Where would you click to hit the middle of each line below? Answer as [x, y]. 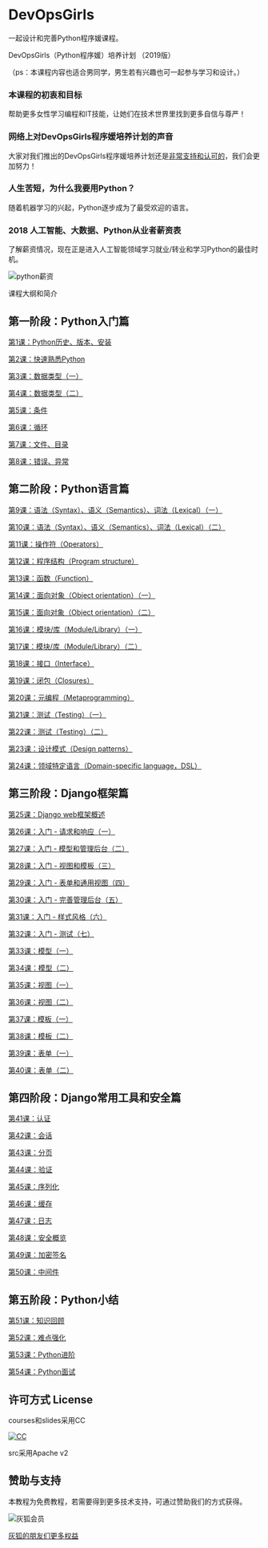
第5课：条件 [28, 410]
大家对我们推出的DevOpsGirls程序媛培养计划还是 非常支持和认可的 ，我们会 [131, 156]
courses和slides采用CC [47, 1420]
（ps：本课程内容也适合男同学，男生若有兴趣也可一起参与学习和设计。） [126, 72]
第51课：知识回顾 [36, 1321]
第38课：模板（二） [41, 1036]
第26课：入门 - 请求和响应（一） [62, 831]
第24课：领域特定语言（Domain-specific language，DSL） [105, 766]
